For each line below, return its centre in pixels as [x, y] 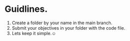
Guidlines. [26, 9]
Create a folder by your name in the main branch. [62, 23]
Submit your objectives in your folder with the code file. [68, 28]
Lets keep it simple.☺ [34, 33]
